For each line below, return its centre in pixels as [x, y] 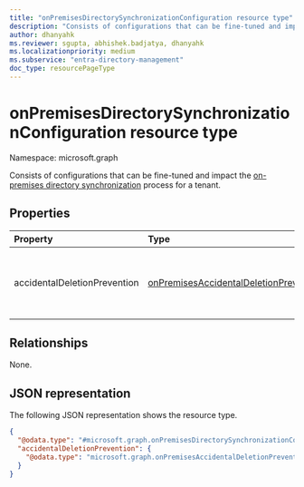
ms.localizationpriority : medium [72, 52]
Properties [40, 214]
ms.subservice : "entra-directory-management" [96, 60]
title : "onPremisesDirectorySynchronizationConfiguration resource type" [152, 18]
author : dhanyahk [42, 34]
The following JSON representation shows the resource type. [123, 415]
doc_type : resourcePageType [62, 69]
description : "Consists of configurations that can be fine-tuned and [145, 26]
